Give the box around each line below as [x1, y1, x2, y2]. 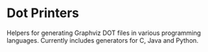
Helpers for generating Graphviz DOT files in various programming [6, 28, 202, 37]
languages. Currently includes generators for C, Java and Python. [6, 36, 199, 44]
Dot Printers [6, 5, 80, 21]
